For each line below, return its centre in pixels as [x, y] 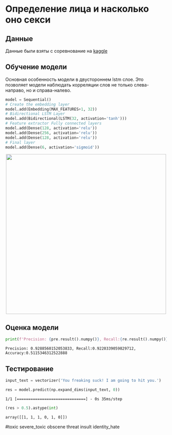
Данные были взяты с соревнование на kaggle [56, 51]
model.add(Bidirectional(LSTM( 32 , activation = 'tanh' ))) [66, 119]
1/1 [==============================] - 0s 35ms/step [64, 399]
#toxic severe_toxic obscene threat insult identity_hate [62, 427]
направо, [15, 90]
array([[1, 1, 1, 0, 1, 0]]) [36, 417]
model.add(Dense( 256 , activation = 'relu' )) [51, 133]
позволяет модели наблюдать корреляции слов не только [69, 84]
